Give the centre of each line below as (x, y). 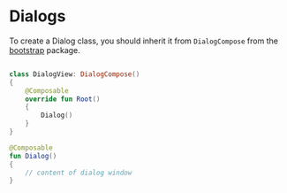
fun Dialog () (33, 156)
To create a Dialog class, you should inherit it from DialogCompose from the (143, 41)
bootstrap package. (45, 50)
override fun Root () (63, 99)
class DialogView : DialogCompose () (75, 74)
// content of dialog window (79, 173)
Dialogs (38, 16)
